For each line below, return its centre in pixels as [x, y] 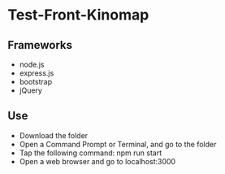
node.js [32, 64]
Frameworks [40, 45]
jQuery [30, 90]
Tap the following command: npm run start [91, 153]
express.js [37, 73]
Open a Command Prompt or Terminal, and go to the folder [118, 144]
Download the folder [54, 135]
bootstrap [36, 82]
